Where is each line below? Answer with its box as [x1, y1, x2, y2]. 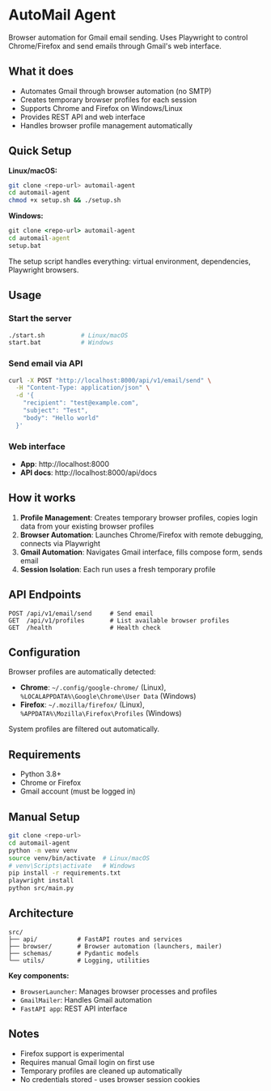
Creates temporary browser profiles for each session [19, 95, 197, 105]
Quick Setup [8, 144, 72, 158]
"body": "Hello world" [23, 413, 100, 422]
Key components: [8, 970, 70, 980]
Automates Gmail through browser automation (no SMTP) [19, 86, 212, 96]
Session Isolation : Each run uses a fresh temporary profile [19, 564, 216, 574]
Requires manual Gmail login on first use [19, 1057, 155, 1067]
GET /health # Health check [8, 623, 161, 631]
